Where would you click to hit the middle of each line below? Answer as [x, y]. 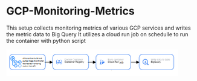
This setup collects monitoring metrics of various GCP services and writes [99, 28]
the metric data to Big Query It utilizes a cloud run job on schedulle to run [97, 34]
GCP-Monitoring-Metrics [70, 11]
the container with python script [46, 40]
